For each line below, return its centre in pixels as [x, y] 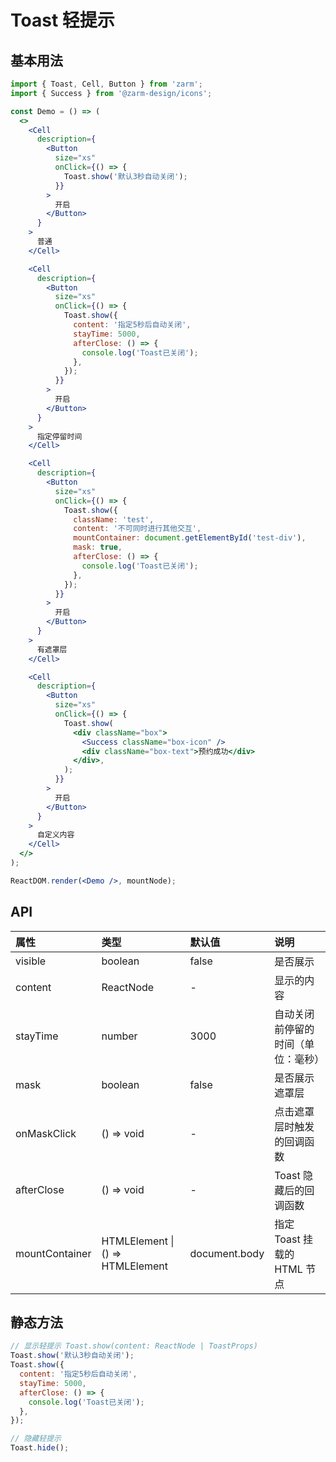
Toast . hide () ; [40, 1448]
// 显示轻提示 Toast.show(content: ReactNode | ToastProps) [134, 1346]
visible [31, 961]
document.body [227, 1253]
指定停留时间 [59, 436]
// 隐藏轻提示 [36, 1439]
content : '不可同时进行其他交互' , [137, 529]
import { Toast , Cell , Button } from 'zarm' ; [106, 84]
